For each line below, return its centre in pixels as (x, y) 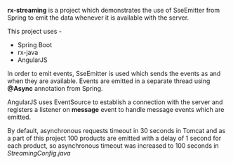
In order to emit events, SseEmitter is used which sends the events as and (114, 74)
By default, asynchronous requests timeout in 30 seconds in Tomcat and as (116, 131)
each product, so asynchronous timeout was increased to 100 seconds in (113, 146)
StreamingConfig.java (39, 153)
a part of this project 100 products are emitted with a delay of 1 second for (114, 138)
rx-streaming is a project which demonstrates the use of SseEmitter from (114, 10)
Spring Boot (35, 45)
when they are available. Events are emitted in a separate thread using (109, 81)
